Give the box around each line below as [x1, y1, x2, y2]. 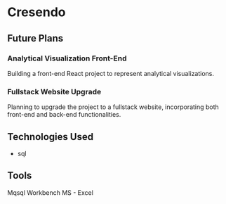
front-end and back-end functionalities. [7, 110, 121, 119]
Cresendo [7, 4, 66, 20]
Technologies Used [7, 131, 93, 143]
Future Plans [7, 32, 64, 44]
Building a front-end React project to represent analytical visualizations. [7, 69, 215, 77]
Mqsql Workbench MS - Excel [7, 188, 93, 197]
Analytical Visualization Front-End [7, 53, 127, 63]
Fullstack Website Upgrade [7, 87, 102, 96]
